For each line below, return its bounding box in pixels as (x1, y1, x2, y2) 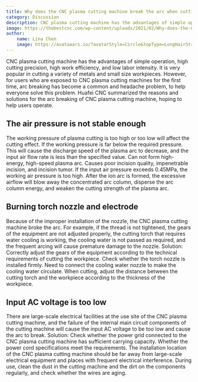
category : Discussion (6, 14, 60, 20)
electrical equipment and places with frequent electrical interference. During (6, 357, 192, 364)
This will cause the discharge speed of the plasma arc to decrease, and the (6, 147, 189, 154)
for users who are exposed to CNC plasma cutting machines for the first (6, 76, 181, 83)
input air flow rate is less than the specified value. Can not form (6, 153, 160, 160)
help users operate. (6, 102, 54, 109)
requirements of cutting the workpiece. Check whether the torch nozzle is (6, 255, 186, 262)
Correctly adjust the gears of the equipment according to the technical (6, 249, 177, 256)
